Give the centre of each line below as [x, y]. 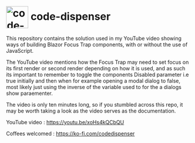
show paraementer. [29, 93]
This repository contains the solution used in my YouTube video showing [94, 38]
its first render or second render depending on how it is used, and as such [96, 68]
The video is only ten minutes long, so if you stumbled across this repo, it [95, 104]
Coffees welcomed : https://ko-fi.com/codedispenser [70, 133]
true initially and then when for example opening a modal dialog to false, [93, 81]
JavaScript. [20, 50]
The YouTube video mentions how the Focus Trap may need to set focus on [97, 62]
